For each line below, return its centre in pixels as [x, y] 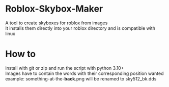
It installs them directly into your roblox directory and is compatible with [80, 28]
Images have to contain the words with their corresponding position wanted [84, 73]
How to [21, 54]
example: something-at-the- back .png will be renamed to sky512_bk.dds [81, 78]
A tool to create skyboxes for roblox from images [57, 23]
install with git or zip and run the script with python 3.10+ [65, 68]
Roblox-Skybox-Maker [54, 9]
